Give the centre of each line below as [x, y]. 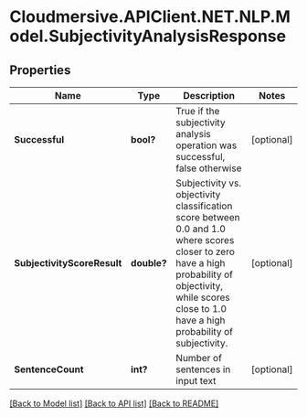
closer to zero [206, 251]
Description [209, 96]
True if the [198, 111]
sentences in [203, 369]
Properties [40, 70]
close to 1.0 [201, 309]
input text [196, 381]
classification [204, 206]
